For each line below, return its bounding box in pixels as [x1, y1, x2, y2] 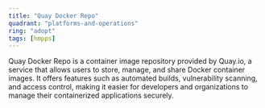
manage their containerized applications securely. [8, 90, 175, 101]
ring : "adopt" [8, 27, 56, 35]
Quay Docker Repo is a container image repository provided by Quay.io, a [8, 56, 252, 66]
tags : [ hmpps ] [8, 34, 56, 43]
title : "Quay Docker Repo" [8, 11, 99, 20]
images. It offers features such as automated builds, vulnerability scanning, [8, 73, 258, 83]
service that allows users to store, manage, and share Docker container [8, 65, 246, 75]
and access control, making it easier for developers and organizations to [8, 82, 248, 92]
